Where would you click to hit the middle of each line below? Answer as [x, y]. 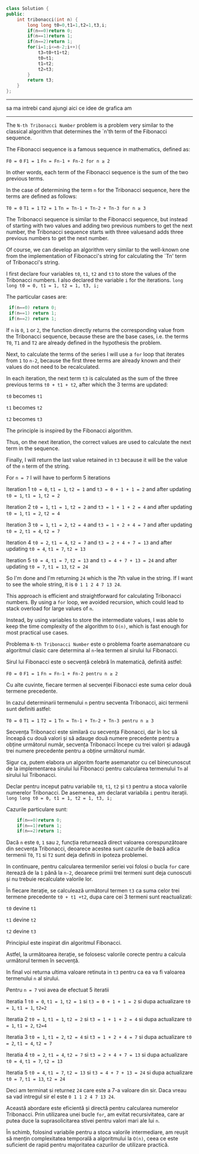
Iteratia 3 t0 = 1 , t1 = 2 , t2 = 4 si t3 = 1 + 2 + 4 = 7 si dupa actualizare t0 [99, 1037]
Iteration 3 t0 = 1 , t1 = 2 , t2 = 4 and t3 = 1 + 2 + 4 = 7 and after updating [99, 524]
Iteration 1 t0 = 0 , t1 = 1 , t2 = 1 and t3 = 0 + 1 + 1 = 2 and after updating [99, 489]
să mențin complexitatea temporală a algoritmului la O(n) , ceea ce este [92, 1139]
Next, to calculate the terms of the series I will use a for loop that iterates [95, 354]
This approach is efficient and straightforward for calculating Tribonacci [94, 595]
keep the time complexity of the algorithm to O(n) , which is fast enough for [97, 626]
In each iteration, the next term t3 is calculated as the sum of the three [92, 378]
